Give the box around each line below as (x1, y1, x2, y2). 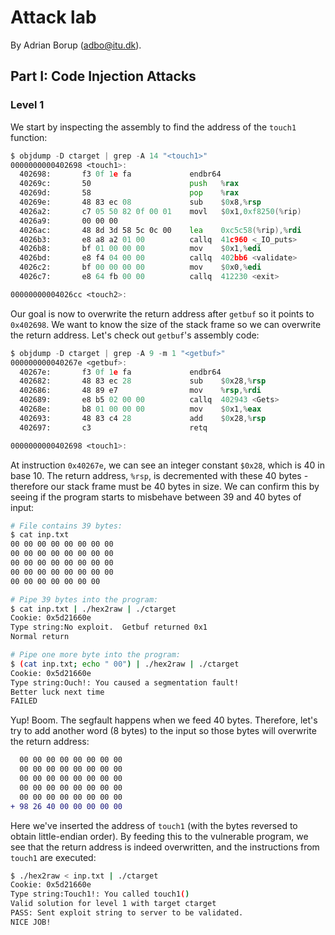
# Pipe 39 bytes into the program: (10, 594, 159, 605)
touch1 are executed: (10, 851, 97, 863)
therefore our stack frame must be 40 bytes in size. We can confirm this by (10, 480, 320, 492)
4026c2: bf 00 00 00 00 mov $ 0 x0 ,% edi (19, 262, 262, 273)
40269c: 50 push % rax (19, 179, 240, 189)
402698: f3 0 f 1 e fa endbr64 (19, 169, 222, 180)
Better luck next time (10, 687, 105, 697)
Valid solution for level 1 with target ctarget (10, 899, 217, 909)
